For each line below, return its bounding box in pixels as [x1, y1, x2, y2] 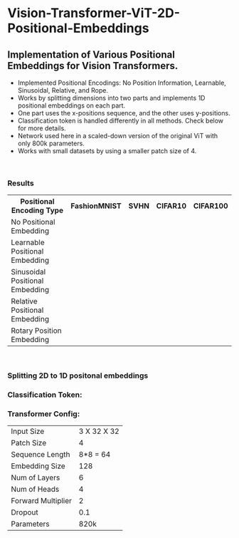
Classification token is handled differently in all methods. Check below [17, 116, 224, 125]
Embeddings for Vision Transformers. [7, 59, 179, 72]
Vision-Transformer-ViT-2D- [7, 5, 180, 21]
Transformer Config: [7, 409, 80, 419]
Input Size [11, 426, 45, 436]
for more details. [17, 124, 66, 133]
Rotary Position [11, 326, 62, 336]
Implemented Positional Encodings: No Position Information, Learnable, [17, 78, 226, 87]
